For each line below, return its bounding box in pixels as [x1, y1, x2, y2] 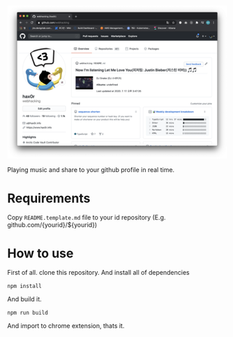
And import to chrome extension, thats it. [7, 322, 125, 330]
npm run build [7, 310, 49, 317]
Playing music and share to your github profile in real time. [7, 166, 175, 174]
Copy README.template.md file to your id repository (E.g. [7, 213, 166, 222]
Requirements [7, 190, 91, 206]
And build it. [7, 295, 42, 303]
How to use [7, 245, 74, 261]
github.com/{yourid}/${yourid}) [7, 221, 98, 229]
